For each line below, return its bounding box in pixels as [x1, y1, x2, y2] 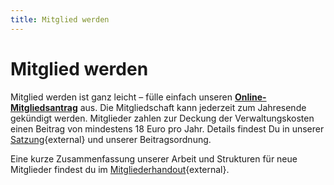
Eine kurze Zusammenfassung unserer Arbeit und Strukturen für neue [10, 152, 298, 165]
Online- [234, 91, 267, 103]
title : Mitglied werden [10, 14, 110, 25]
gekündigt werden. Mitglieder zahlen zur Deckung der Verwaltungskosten [10, 112, 315, 124]
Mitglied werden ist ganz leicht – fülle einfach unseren [10, 91, 233, 103]
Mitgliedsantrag [10, 101, 78, 113]
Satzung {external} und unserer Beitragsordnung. [10, 133, 212, 145]
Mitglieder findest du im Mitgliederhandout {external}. [10, 163, 230, 175]
